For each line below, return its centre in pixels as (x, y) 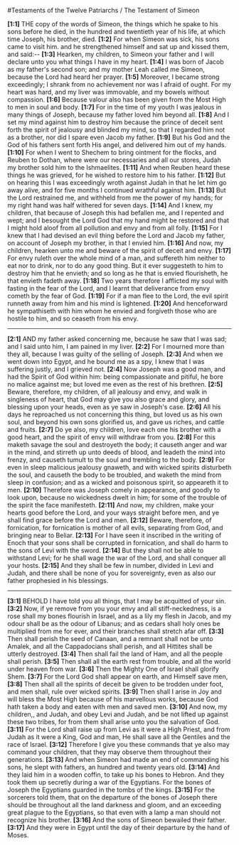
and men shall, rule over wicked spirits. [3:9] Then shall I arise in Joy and (115, 691)
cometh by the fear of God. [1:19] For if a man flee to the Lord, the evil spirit (118, 296)
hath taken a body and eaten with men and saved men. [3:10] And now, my (117, 707)
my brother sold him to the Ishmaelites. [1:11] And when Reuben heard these (119, 167)
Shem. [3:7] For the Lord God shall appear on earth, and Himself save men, (118, 677)
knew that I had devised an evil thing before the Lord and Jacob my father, (116, 235)
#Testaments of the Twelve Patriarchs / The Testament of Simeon (103, 10)
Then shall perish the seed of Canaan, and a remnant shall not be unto (110, 639)
